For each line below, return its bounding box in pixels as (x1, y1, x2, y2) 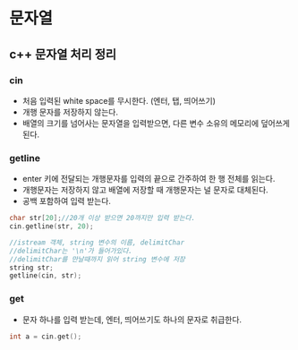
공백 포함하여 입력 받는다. (21, 196, 112, 207)
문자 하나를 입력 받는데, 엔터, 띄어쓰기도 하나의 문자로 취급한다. (21, 314, 243, 325)
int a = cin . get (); (9, 332, 82, 341)
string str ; (9, 263, 54, 272)
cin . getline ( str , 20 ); (9, 222, 94, 231)
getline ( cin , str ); (9, 271, 82, 280)
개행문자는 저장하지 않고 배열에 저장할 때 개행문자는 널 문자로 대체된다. (21, 184, 268, 195)
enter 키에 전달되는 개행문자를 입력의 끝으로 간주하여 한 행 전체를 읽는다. (21, 174, 276, 184)
